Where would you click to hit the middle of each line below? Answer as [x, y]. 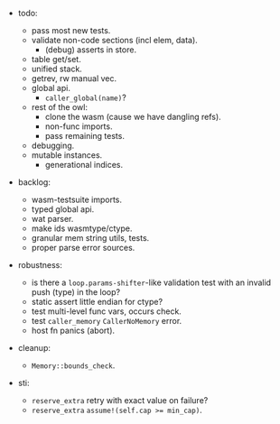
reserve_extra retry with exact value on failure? [120, 400]
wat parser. [52, 219]
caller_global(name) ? [85, 97]
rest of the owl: [60, 107]
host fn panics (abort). [73, 330]
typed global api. [63, 209]
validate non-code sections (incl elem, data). [115, 40]
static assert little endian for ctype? [97, 302]
